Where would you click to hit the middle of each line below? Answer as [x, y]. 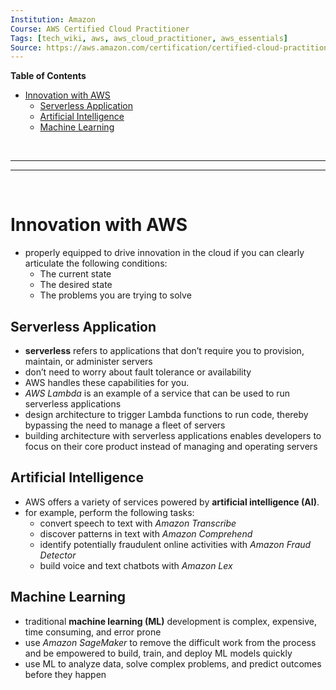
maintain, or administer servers [88, 361]
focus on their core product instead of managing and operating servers [171, 446]
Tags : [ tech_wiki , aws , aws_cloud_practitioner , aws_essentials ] [149, 38]
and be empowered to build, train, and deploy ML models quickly [158, 653]
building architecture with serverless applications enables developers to [173, 435]
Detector [58, 555]
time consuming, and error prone [93, 632]
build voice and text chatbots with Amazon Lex [136, 565]
